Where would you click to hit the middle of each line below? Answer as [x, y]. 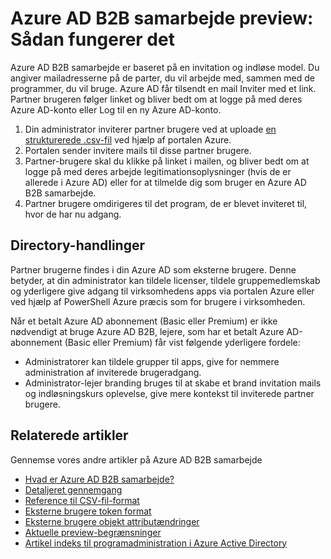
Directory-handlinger [78, 245]
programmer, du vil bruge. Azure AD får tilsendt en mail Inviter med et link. [163, 88]
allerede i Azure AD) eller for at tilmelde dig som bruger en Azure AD [165, 182]
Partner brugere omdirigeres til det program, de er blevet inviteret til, [166, 203]
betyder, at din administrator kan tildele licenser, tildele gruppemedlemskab [165, 280]
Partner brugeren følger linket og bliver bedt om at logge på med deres [156, 99]
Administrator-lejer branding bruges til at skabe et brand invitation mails [173, 383]
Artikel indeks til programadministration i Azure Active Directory [156, 543]
